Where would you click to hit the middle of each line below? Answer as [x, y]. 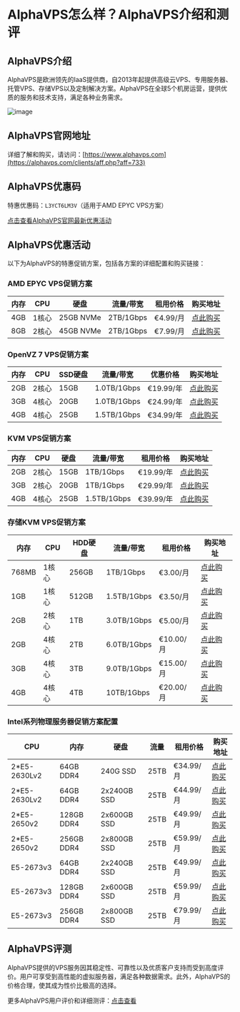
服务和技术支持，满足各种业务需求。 [73, 97]
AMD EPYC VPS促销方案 [50, 284]
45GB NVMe [80, 330]
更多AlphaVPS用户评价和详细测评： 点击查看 [72, 1001]
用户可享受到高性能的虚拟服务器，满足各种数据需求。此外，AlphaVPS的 [125, 976]
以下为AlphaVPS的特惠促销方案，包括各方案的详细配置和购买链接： [106, 263]
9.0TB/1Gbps [129, 668]
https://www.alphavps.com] [125, 154]
